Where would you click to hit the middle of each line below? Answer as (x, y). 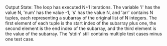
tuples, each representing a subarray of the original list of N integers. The (81, 18)
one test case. (20, 39)
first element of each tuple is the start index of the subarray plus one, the (81, 23)
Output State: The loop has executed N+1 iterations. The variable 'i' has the (83, 7)
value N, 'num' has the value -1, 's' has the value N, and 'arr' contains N (79, 12)
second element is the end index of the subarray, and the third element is (81, 28)
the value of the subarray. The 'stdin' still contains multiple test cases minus (83, 34)
